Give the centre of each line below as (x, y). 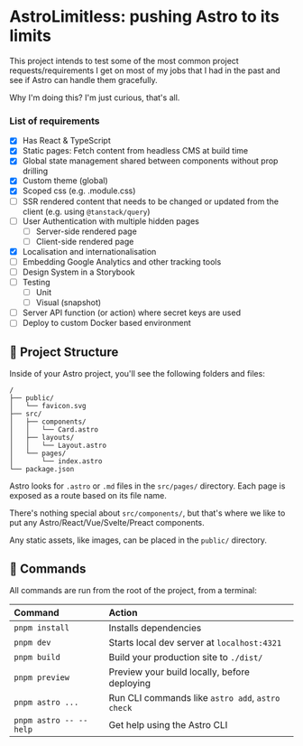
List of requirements (55, 121)
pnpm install (42, 628)
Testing (37, 282)
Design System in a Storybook (78, 272)
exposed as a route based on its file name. (88, 496)
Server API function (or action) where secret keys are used (132, 312)
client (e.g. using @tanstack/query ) (86, 211)
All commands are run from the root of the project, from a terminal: (133, 590)
